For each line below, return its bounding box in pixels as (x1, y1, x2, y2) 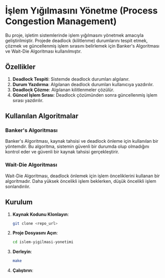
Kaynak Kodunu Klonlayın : (12, 211, 69, 217)
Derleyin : (12, 248, 33, 255)
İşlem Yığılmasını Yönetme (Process (5, 5, 158, 17)
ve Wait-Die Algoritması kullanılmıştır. (5, 48, 82, 54)
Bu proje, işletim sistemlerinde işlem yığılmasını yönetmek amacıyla (5, 32, 144, 38)
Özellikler (5, 63, 36, 71)
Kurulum (5, 198, 33, 206)
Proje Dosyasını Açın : (12, 230, 58, 236)
